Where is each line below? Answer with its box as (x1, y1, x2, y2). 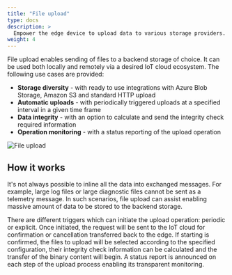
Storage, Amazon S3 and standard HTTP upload (17, 91, 156, 100)
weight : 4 (7, 36, 36, 43)
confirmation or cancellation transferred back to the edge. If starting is (7, 230, 210, 239)
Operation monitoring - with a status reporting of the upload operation (17, 128, 222, 136)
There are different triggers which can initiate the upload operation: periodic (7, 215, 226, 223)
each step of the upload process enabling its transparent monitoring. (7, 260, 204, 268)
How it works (7, 162, 65, 173)
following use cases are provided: (7, 70, 105, 79)
